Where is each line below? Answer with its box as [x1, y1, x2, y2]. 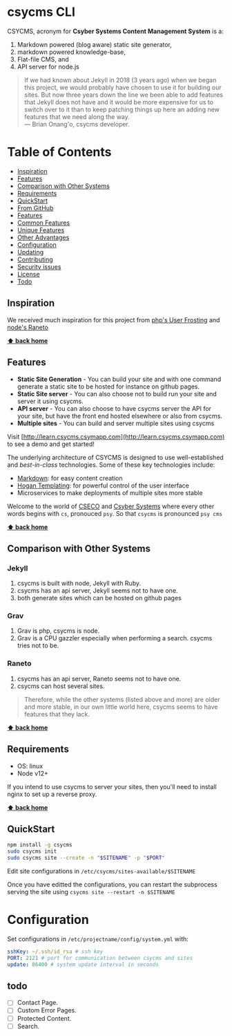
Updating [17, 248, 44, 256]
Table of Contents [7, 145, 112, 160]
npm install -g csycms [7, 842, 72, 849]
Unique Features [17, 225, 65, 234]
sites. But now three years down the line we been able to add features [23, 91, 223, 99]
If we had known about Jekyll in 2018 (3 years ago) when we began [23, 75, 217, 84]
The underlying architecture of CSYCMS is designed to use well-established [7, 453, 224, 461]
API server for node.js [17, 62, 79, 71]
